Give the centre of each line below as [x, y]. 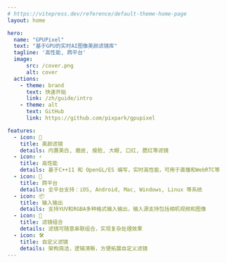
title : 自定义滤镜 [44, 242]
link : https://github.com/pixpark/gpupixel [91, 118]
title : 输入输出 [41, 203]
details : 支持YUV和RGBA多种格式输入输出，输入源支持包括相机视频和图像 [113, 209]
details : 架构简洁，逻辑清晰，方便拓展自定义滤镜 [84, 248]
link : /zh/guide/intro [59, 98]
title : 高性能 [39, 163]
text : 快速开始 [46, 92]
